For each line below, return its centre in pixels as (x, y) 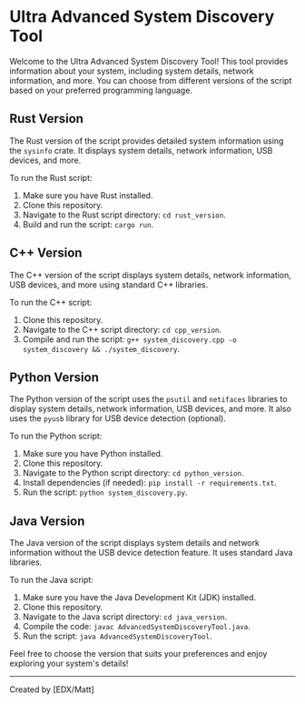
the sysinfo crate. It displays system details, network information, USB (141, 150)
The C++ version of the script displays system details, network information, (151, 275)
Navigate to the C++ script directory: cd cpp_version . (122, 329)
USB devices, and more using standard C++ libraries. (109, 285)
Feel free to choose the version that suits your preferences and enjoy (138, 654)
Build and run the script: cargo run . (88, 224)
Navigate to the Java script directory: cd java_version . (125, 617)
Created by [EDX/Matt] (52, 689)
